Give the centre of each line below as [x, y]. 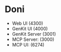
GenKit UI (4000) [30, 28]
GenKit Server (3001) [34, 34]
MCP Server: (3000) [33, 39]
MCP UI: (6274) [28, 44]
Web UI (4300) [27, 23]
